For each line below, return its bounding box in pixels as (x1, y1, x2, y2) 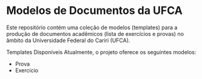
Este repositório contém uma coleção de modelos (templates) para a (6, 24, 178, 31)
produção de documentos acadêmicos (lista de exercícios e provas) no (6, 30, 184, 37)
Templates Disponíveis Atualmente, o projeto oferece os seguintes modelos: (6, 48, 197, 55)
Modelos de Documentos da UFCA (6, 4, 183, 18)
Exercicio (15, 66, 38, 74)
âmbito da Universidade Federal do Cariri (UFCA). (6, 36, 130, 44)
